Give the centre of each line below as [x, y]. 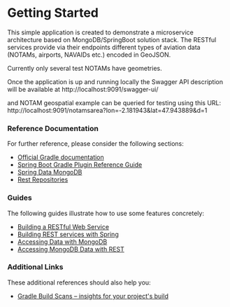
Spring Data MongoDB [50, 172]
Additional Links [35, 267]
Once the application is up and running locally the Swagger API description [115, 81]
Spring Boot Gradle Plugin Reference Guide [80, 165]
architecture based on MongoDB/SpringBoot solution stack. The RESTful [112, 39]
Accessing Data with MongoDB [62, 241]
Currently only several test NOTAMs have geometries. [85, 68]
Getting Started [53, 13]
